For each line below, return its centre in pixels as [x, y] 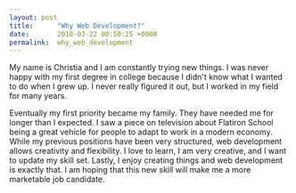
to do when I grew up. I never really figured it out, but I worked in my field [144, 86]
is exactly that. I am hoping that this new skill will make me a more [130, 170]
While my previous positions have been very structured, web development [146, 141]
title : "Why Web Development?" [77, 26]
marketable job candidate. [57, 180]
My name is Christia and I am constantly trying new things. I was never [139, 68]
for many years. [38, 96]
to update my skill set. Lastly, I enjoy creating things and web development [146, 160]
